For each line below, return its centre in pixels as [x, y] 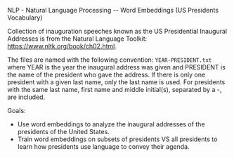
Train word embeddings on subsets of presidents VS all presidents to [117, 139]
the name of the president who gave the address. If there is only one [106, 74]
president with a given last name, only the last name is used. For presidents [116, 82]
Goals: [17, 111]
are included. [26, 97]
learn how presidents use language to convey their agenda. [103, 146]
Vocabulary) [25, 18]
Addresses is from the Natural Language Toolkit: [77, 39]
